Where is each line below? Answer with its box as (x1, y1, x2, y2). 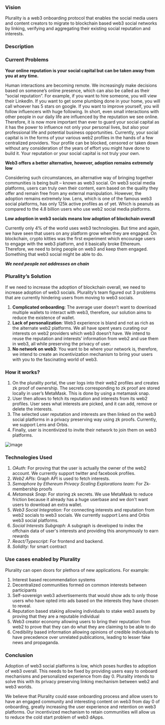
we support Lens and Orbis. (12, 422, 69, 428)
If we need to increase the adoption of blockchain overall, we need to (5, 284, 146, 290)
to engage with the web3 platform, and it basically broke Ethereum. (5, 241, 141, 247)
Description (5, 43, 34, 50)
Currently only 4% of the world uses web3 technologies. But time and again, (5, 225, 160, 231)
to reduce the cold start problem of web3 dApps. (5, 714, 104, 720)
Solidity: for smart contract (12, 543, 67, 550)
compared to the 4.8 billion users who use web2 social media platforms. (5, 206, 151, 212)
